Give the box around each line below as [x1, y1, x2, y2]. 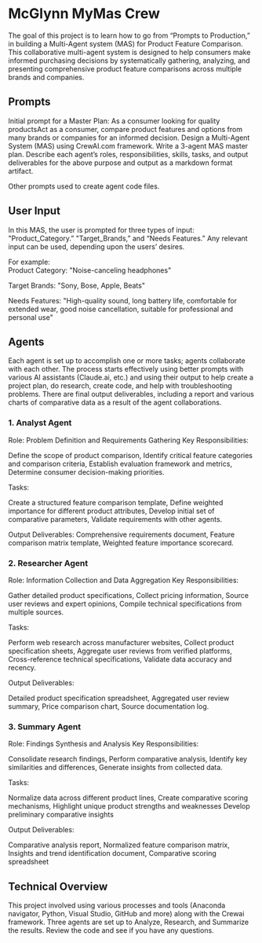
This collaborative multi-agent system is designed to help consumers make [8, 47, 251, 57]
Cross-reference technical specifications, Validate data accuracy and [8, 654, 232, 664]
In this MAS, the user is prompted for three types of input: [8, 225, 195, 234]
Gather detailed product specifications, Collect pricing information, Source [8, 590, 249, 600]
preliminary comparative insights [8, 810, 114, 820]
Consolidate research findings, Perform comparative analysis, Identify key [8, 754, 248, 764]
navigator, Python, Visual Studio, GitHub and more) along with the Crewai [8, 909, 245, 919]
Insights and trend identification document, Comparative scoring [8, 849, 217, 858]
